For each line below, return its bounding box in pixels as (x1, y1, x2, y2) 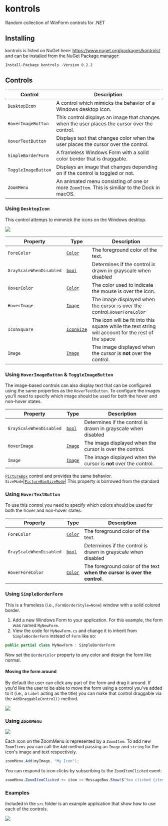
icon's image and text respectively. (5, 749, 77, 755)
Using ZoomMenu (5, 717, 42, 724)
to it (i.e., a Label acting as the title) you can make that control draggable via (5, 690, 161, 696)
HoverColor (7, 285, 33, 291)
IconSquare (7, 326, 33, 332)
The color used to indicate (91, 281, 153, 288)
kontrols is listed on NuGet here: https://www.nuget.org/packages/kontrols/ (5, 47, 160, 53)
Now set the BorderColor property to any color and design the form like (5, 652, 151, 658)
